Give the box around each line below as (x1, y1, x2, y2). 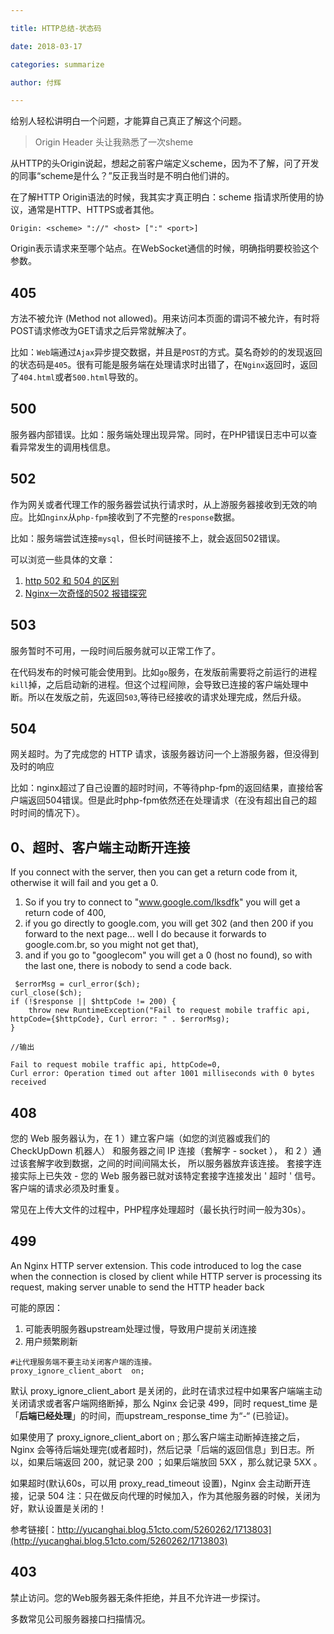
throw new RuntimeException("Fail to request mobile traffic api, (28, 1006, 311, 1016)
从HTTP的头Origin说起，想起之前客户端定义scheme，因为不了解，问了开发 (10, 157, 320, 170)
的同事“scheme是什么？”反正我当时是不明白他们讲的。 (10, 170, 235, 182)
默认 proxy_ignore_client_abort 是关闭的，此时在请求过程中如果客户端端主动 (10, 1384, 323, 1396)
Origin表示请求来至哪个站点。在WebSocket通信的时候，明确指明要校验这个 (10, 242, 320, 255)
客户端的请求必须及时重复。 (10, 1182, 125, 1194)
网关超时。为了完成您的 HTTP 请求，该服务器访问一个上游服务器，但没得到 (10, 748, 320, 760)
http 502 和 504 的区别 (24, 574, 120, 586)
